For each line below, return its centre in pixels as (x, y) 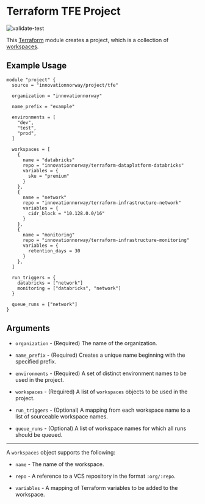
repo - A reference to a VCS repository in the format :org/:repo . (95, 476)
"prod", (27, 133)
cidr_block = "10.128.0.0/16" (67, 213)
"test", (27, 128)
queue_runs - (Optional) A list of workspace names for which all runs (101, 428)
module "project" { (31, 80)
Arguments (28, 328)
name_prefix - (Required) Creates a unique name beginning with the (100, 355)
